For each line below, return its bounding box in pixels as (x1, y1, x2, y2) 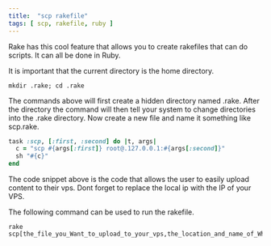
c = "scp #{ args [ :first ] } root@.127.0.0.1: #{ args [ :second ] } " (15, 145, 226, 153)
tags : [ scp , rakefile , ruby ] (8, 19, 114, 28)
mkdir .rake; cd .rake (8, 82, 85, 90)
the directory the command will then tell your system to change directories (8, 104, 256, 114)
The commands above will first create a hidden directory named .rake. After (8, 95, 260, 105)
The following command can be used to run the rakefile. (8, 207, 195, 217)
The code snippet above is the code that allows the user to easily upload (8, 175, 250, 184)
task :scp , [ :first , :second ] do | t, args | (8, 137, 157, 146)
